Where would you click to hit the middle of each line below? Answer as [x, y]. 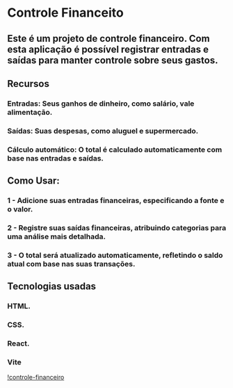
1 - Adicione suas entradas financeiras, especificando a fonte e [116, 201]
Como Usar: [34, 181]
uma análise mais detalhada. [57, 236]
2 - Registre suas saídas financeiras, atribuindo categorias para [117, 227]
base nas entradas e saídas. [56, 158]
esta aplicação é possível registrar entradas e [108, 49]
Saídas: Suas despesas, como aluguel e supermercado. [103, 131]
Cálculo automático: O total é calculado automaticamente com [115, 149]
